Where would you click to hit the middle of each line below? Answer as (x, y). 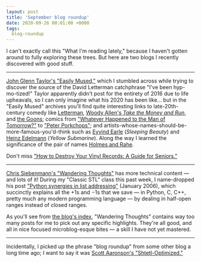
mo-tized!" (19, 94)
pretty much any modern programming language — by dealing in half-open (99, 199)
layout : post (22, 12)
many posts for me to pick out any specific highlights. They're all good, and (99, 223)
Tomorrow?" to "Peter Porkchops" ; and (54, 126)
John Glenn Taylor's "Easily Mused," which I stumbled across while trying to (100, 81)
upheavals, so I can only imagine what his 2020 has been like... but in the (96, 100)
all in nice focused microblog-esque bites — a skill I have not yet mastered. (99, 229)
